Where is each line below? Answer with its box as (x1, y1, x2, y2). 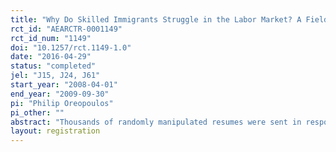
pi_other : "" (10, 107, 65, 118)
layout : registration (10, 126, 101, 136)
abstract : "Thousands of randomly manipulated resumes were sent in (10, 117, 302, 127)
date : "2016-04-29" (10, 52, 92, 62)
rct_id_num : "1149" (10, 33, 92, 43)
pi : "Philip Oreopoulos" (10, 98, 114, 108)
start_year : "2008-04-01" (10, 80, 118, 90)
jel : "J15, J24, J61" (10, 71, 101, 81)
